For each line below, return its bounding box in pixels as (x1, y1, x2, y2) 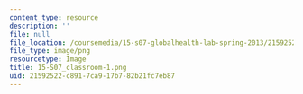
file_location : (9, 38, 67, 47)
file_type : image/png (9, 47, 91, 56)
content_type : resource (9, 13, 99, 22)
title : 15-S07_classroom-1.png (9, 64, 127, 73)
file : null (9, 30, 50, 38)
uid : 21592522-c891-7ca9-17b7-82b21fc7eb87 (9, 72, 176, 81)
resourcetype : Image (9, 55, 87, 64)
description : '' (9, 21, 70, 30)
